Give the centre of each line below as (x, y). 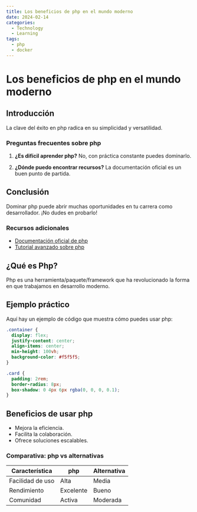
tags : (13, 39)
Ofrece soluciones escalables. (51, 441)
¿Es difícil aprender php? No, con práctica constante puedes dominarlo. (103, 156)
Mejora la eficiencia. (39, 428)
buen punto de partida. (42, 174)
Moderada (108, 500)
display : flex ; (30, 335)
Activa (69, 500)
